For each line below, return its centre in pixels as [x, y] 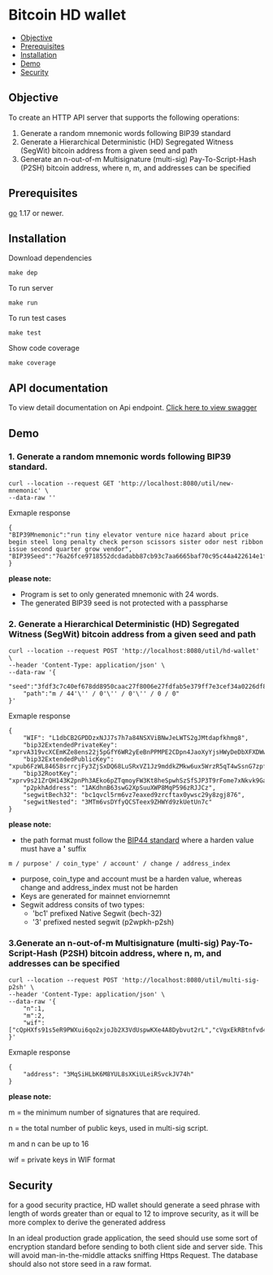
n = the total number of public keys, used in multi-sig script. [108, 1128]
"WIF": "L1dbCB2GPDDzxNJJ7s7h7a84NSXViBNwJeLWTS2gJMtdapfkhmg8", [136, 738]
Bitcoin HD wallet [67, 15]
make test [25, 333]
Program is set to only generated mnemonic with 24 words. [119, 594]
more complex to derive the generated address [87, 1222]
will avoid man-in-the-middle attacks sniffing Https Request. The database [133, 1255]
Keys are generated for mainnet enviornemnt [95, 896]
